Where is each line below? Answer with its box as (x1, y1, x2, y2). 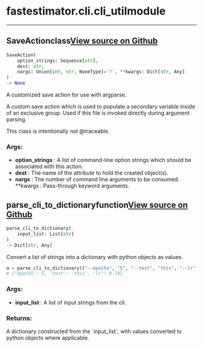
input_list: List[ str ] (17, 231, 74, 237)
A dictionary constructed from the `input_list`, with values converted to (6, 328, 182, 335)
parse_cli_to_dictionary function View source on (6, 200, 188, 210)
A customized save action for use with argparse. (6, 91, 127, 98)
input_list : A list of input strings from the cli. (14, 298, 126, 306)
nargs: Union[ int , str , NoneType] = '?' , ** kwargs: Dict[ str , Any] (17, 69, 185, 75)
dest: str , (17, 63, 45, 69)
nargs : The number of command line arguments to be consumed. (14, 176, 180, 183)
